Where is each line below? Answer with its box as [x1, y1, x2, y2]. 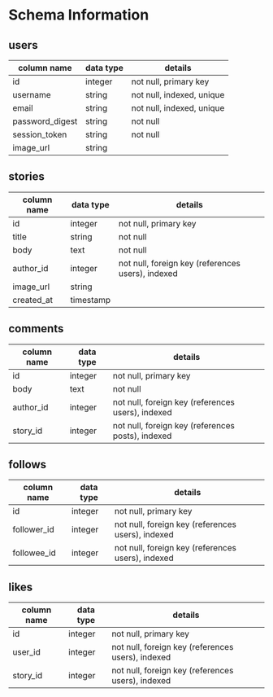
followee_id [12, 547, 57, 559]
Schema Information [8, 6, 149, 24]
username [12, 90, 51, 100]
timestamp [70, 294, 111, 305]
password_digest [12, 116, 78, 127]
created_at [12, 294, 54, 305]
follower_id [12, 524, 54, 535]
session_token [12, 129, 67, 140]
